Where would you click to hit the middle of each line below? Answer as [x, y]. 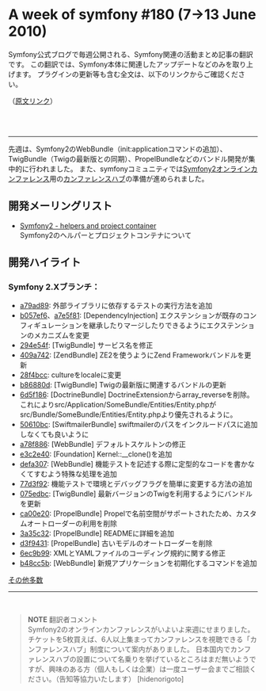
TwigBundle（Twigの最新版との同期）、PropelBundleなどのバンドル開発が [128, 158]
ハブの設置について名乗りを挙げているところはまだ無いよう [152, 659]
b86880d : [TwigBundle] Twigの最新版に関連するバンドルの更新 [123, 385]
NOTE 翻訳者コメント [63, 620]
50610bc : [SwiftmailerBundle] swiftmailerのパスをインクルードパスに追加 [139, 425]
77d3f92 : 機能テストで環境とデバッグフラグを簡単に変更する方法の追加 [136, 484]
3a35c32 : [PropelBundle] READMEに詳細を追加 [97, 533]
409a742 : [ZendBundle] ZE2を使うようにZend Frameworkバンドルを [132, 355]
